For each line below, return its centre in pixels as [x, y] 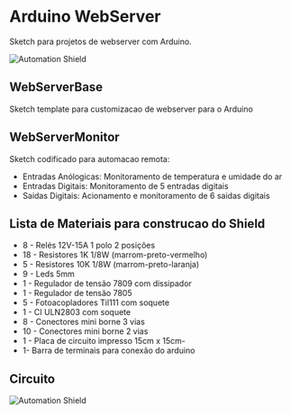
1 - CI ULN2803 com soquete [77, 312]
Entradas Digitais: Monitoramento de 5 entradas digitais [125, 185]
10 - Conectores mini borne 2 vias [85, 331]
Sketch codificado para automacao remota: [90, 158]
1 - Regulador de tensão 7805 [77, 293]
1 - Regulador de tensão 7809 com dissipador [107, 283]
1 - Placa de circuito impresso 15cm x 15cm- [104, 341]
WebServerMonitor [64, 137]
